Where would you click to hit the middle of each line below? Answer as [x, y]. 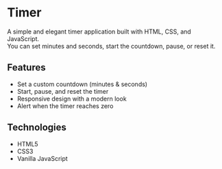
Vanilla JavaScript [42, 158]
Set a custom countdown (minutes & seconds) [82, 84]
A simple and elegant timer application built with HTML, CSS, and [99, 31]
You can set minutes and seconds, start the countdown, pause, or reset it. [111, 46]
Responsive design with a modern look [72, 99]
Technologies [37, 128]
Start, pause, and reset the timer [63, 91]
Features [26, 67]
